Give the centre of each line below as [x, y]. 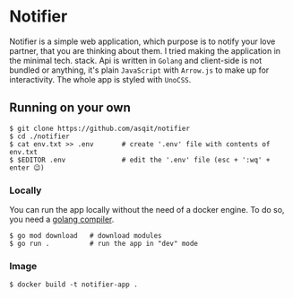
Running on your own [70, 108]
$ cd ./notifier [39, 136]
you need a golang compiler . [62, 219]
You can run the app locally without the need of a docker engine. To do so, [147, 210]
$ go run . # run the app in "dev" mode [104, 244]
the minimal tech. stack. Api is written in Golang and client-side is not [136, 60]
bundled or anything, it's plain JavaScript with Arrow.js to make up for [139, 70]
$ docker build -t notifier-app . [74, 285]
